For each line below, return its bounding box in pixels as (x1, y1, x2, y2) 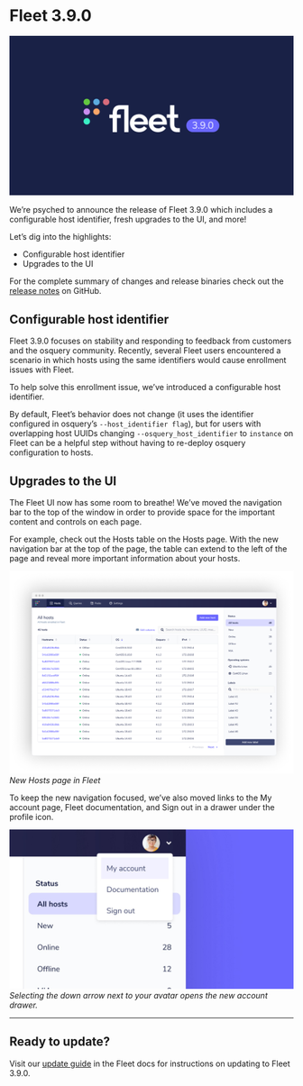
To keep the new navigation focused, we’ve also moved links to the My (9, 792, 272, 803)
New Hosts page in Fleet (9, 774, 101, 785)
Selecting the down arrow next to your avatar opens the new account (9, 990, 268, 1000)
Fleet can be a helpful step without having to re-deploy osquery (9, 438, 246, 449)
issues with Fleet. (9, 364, 75, 375)
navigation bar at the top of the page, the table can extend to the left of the (9, 543, 288, 554)
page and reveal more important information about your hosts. (9, 553, 241, 564)
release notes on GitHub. (9, 286, 102, 297)
